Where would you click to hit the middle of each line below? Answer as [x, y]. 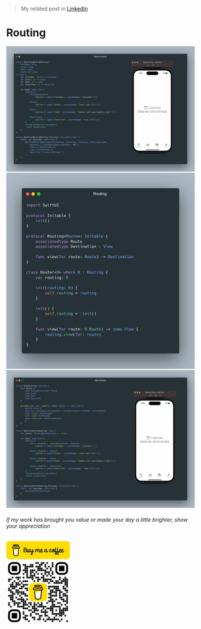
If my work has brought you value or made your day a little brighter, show [97, 519]
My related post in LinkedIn [54, 9]
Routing [26, 33]
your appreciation [28, 526]
